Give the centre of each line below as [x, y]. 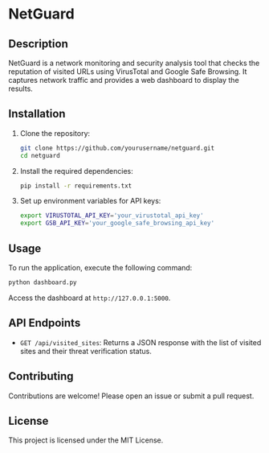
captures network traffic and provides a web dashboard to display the [124, 80]
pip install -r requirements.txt [76, 186]
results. [21, 89]
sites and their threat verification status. [86, 351]
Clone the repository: [55, 133]
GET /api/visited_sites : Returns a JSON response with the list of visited [141, 342]
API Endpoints [45, 323]
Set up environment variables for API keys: [90, 201]
